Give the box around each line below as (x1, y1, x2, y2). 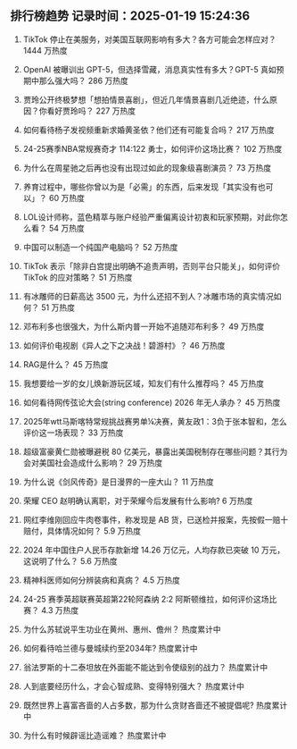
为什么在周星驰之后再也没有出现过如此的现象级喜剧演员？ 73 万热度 (22, 162, 272, 173)
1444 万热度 (22, 45, 68, 55)
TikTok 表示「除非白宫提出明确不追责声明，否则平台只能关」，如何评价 (22, 260, 281, 271)
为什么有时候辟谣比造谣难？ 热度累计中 (22, 729, 167, 740)
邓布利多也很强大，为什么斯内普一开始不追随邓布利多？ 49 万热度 (22, 321, 265, 332)
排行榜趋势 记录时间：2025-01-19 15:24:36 (10, 8, 251, 24)
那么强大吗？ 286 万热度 (38, 75, 128, 86)
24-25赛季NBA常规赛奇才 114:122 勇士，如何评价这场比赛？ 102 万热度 (22, 143, 283, 154)
